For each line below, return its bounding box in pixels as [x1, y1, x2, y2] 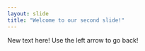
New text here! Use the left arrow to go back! [7, 36, 139, 44]
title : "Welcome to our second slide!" [7, 17, 125, 24]
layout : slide [7, 10, 50, 17]
